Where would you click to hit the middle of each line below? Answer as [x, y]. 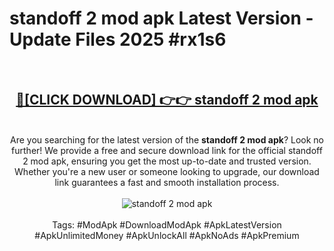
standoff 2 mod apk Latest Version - [161, 18]
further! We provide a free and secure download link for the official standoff [167, 150]
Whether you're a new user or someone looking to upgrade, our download [167, 171]
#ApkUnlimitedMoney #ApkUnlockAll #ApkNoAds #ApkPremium [167, 235]
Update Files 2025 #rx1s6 [118, 39]
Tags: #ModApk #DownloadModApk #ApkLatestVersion [167, 224]
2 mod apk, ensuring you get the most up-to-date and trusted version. [167, 161]
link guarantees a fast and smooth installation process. [167, 182]
